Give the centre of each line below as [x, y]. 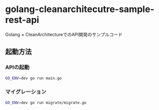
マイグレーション [26, 92]
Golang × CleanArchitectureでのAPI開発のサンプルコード [64, 34]
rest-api [22, 20]
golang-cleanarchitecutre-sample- [80, 9]
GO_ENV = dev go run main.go [33, 78]
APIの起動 [17, 67]
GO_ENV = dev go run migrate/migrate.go [46, 102]
